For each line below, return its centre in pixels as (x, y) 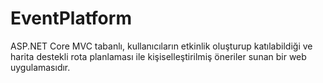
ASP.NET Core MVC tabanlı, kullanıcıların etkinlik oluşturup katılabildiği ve (161, 46)
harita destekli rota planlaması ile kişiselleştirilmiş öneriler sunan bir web (158, 56)
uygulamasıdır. (40, 67)
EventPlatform (71, 18)
